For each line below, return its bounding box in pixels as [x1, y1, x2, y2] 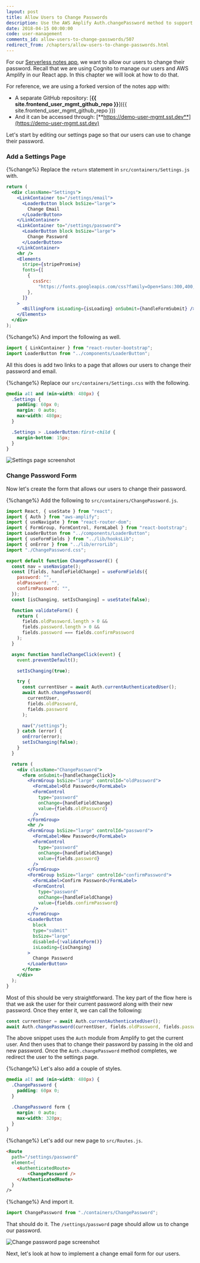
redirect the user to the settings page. [6, 1053, 99, 1061]
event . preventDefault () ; [17, 657, 79, 663]
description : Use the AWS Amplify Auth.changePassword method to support [6, 20, 193, 26]
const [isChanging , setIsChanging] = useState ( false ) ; [11, 596, 151, 603]
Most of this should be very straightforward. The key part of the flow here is [6, 994, 192, 1001]
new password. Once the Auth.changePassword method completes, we [6, 1047, 177, 1054]
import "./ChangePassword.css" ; [6, 547, 86, 553]
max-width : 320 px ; [17, 1115, 62, 1121]
